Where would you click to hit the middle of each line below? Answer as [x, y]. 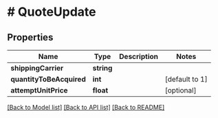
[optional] [181, 90]
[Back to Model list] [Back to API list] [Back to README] [86, 107]
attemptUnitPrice [39, 90]
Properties [30, 37]
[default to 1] [186, 79]
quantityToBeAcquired [48, 79]
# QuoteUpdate [52, 12]
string [102, 68]
